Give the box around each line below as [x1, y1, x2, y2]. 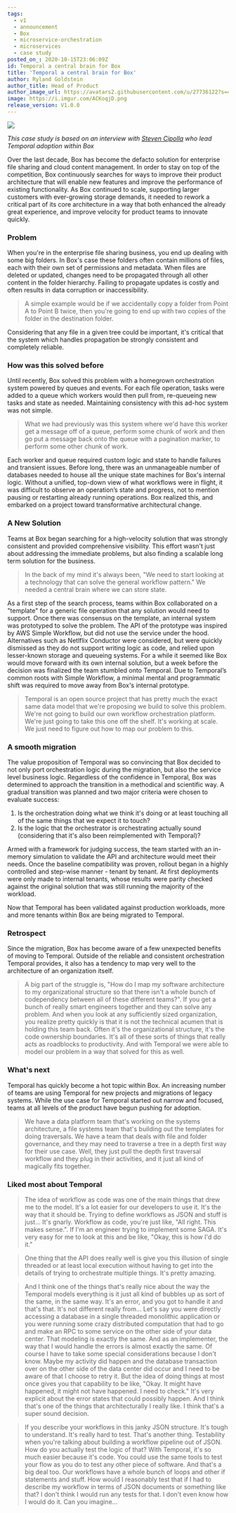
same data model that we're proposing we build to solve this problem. [24, 702, 227, 710]
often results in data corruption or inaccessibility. [7, 286, 149, 294]
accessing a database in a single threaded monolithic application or [24, 1312, 220, 1320]
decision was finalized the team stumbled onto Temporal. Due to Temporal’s [7, 665, 227, 675]
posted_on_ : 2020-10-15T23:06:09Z [7, 56, 109, 63]
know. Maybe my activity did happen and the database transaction [24, 1357, 218, 1365]
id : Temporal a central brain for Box [7, 63, 121, 70]
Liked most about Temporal [7, 1179, 103, 1189]
